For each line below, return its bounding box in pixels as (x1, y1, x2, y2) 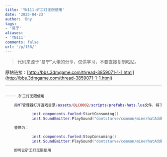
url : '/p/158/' (5, 44, 37, 49)
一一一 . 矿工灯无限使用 (5, 93, 45, 99)
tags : (5, 21, 16, 26)
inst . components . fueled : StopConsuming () (31, 134, 117, 139)
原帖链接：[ (5, 69, 29, 75)
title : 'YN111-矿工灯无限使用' (5, 7, 65, 12)
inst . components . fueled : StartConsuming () (31, 112, 119, 117)
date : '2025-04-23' (5, 12, 46, 17)
